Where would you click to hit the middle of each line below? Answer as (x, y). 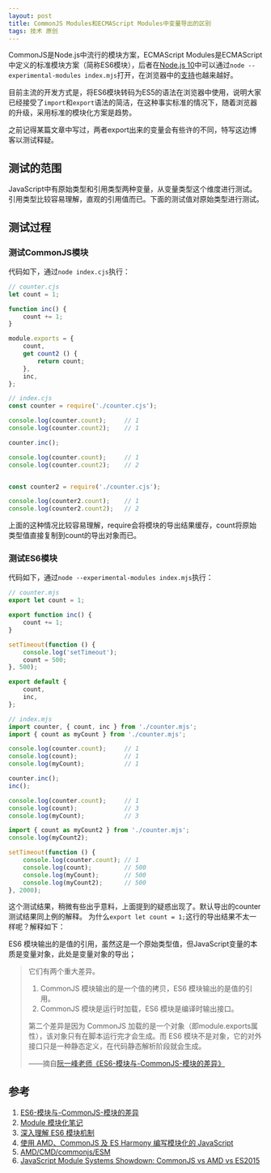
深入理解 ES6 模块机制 (57, 1133)
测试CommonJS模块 (49, 252)
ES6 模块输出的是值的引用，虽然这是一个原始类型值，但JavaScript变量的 (129, 944)
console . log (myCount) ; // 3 (74, 816)
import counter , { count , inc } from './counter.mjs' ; (103, 727)
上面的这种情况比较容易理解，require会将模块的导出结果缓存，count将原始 (133, 525)
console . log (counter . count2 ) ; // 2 (74, 465)
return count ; (61, 361)
